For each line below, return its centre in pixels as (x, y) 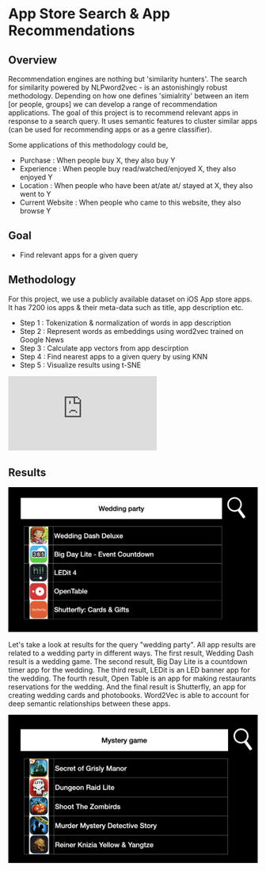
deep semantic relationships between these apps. (89, 704)
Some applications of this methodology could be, (88, 145)
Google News (42, 340)
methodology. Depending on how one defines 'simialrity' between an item (129, 96)
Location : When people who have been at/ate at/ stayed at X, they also (136, 186)
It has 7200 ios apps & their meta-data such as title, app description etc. (126, 307)
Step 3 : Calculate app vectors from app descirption (104, 348)
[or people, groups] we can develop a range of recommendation (113, 104)
